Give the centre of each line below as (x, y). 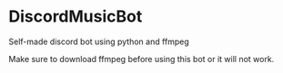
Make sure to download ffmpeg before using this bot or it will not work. (141, 59)
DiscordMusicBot (76, 17)
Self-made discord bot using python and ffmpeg (99, 41)
